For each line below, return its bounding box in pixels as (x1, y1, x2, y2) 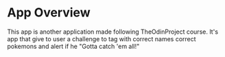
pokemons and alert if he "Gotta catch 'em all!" (7, 42, 140, 50)
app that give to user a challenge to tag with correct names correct (7, 34, 197, 43)
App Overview (7, 5, 91, 21)
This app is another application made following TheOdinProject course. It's (7, 27, 218, 36)
